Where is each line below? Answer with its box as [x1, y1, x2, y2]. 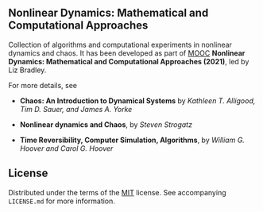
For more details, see [8, 80, 78, 90]
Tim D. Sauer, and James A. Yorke [19, 104, 133, 114]
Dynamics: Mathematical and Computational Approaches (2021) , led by [8, 56, 249, 66]
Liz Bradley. [8, 65, 47, 75]
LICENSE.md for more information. [8, 196, 115, 206]
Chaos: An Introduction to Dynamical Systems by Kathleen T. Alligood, [19, 95, 256, 106]
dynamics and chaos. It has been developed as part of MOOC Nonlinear [8, 48, 246, 58]
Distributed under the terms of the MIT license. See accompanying [8, 187, 226, 197]
